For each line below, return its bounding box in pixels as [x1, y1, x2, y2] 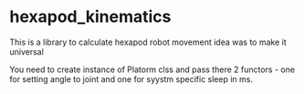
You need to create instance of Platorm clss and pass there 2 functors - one [9, 64, 295, 75]
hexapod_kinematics [9, 6, 172, 27]
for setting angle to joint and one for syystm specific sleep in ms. [9, 73, 254, 84]
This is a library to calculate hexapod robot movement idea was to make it [9, 37, 287, 47]
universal [9, 46, 44, 57]
